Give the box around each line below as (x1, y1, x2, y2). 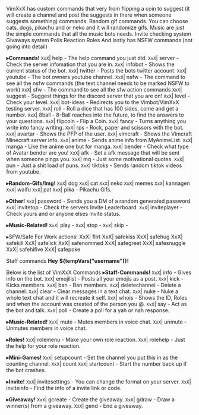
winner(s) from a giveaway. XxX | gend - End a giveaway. (6, 403, 144, 409)
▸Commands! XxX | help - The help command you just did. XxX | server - (6, 55, 179, 61)
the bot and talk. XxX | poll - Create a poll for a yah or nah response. (6, 307, 170, 314)
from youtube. (6, 168, 41, 175)
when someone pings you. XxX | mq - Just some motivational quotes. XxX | (6, 156, 184, 162)
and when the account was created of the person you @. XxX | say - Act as (6, 300, 187, 307)
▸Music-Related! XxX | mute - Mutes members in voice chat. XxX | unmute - (6, 318, 187, 325)
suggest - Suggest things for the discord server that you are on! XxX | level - (6, 92, 190, 99)
